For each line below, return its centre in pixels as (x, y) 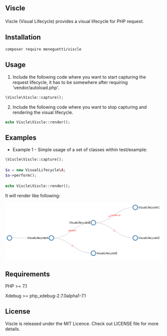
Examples (21, 138)
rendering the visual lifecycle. (43, 112)
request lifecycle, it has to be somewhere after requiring (70, 82)
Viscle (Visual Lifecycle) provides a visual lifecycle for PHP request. (74, 22)
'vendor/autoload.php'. (36, 88)
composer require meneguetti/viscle (43, 50)
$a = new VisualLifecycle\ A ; (35, 170)
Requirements (27, 274)
